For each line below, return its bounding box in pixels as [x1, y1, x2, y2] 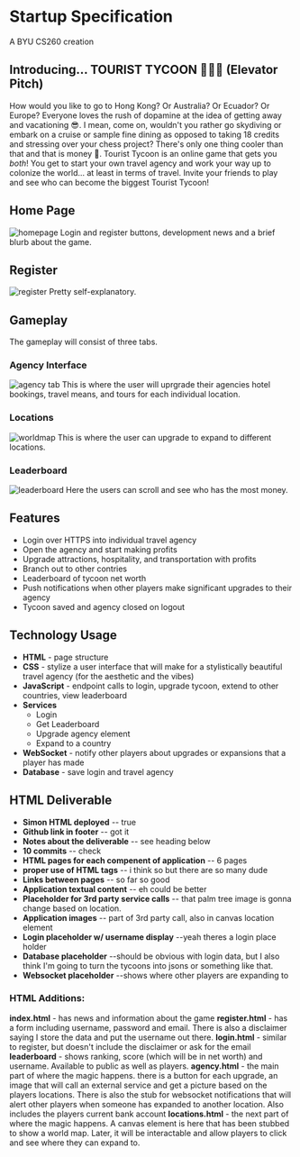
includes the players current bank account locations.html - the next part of [9, 1108, 289, 1119]
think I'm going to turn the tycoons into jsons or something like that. [22, 960, 274, 970]
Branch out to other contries [22, 563, 128, 574]
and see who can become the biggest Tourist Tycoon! [9, 177, 210, 187]
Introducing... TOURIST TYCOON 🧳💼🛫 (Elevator [9, 62, 278, 77]
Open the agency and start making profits [22, 543, 177, 555]
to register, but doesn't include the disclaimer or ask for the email [9, 1041, 251, 1052]
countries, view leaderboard [22, 689, 128, 700]
